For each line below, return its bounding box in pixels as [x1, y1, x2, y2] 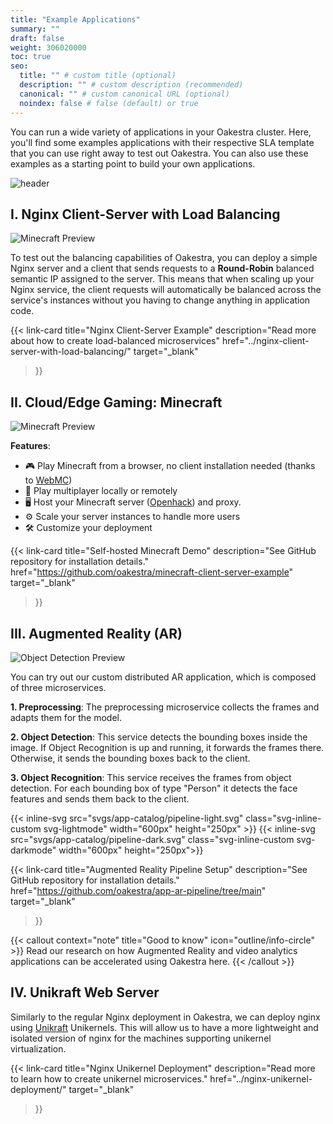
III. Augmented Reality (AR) [10, 625, 183, 642]
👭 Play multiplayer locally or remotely [24, 485, 178, 497]
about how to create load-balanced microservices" [10, 335, 220, 347]
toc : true [10, 52, 52, 62]
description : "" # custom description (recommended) [19, 80, 244, 90]
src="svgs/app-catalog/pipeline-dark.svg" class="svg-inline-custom [10, 833, 295, 845]
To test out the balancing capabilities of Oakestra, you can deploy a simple [10, 252, 318, 264]
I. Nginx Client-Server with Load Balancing [10, 206, 281, 223]
